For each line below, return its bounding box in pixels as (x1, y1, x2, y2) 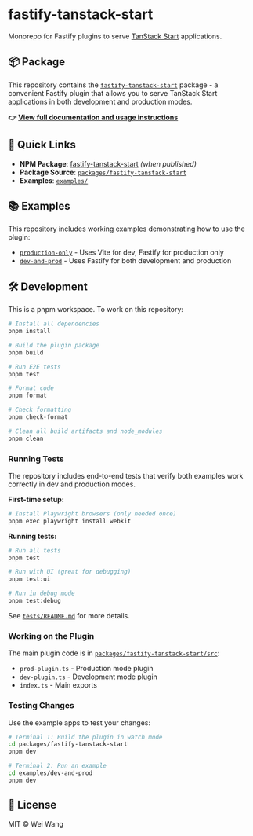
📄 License (8, 798, 57, 812)
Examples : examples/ (19, 175, 89, 185)
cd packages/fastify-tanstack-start (8, 740, 128, 748)
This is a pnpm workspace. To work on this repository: (8, 305, 184, 314)
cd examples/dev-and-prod (8, 769, 92, 777)
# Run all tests (8, 546, 61, 555)
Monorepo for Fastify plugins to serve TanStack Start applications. (8, 31, 222, 41)
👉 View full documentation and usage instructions (8, 112, 179, 122)
